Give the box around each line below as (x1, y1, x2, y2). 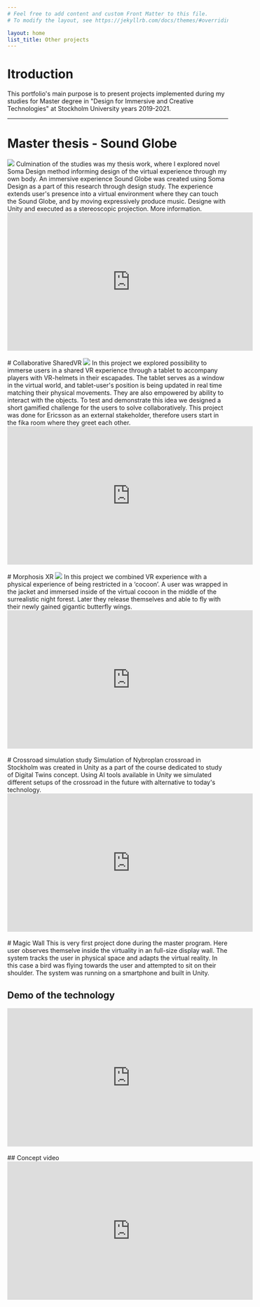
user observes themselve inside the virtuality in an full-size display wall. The (7, 947, 228, 955)
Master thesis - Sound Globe (7, 136, 177, 152)
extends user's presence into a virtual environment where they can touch (7, 190, 219, 198)
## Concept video (7, 1153, 60, 1162)
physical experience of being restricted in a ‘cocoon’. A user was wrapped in (7, 580, 228, 589)
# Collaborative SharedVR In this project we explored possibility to (7, 359, 207, 368)
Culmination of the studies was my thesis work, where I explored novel (15, 160, 220, 169)
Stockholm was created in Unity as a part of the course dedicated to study (7, 763, 222, 772)
